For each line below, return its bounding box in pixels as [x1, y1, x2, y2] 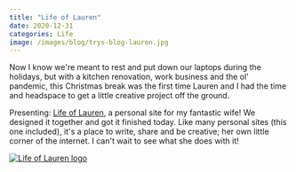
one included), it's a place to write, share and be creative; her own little [9, 126, 269, 137]
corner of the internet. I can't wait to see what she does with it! [9, 136, 240, 146]
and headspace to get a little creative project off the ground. [9, 90, 230, 101]
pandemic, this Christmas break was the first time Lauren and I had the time [9, 81, 287, 91]
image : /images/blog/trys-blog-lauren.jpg [9, 37, 169, 47]
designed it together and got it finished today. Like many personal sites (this [9, 117, 287, 128]
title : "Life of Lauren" [9, 12, 101, 22]
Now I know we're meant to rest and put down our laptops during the [9, 62, 262, 73]
